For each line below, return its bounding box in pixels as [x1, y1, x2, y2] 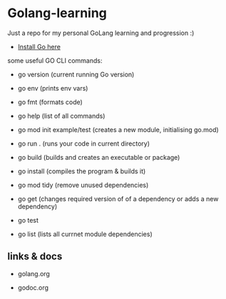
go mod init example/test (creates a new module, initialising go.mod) [17, 125, 219, 133]
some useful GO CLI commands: [7, 56, 103, 65]
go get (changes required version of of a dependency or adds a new [17, 194, 219, 203]
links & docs [7, 250, 63, 263]
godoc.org [17, 283, 48, 292]
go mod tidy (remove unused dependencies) [17, 181, 149, 189]
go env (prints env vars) [17, 83, 88, 92]
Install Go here [17, 42, 61, 51]
